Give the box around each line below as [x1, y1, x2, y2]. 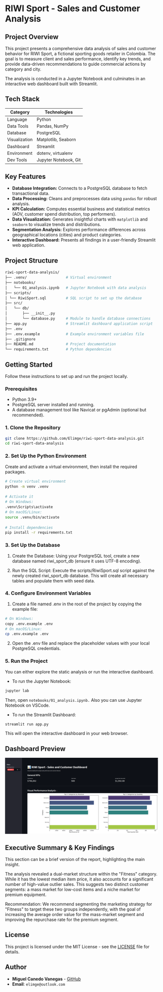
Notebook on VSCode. [5, 702, 50, 708]
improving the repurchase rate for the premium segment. [5, 917, 119, 923]
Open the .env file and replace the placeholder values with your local [12, 640, 150, 646]
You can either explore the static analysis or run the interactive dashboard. [5, 669, 154, 674]
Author [5, 963, 27, 972]
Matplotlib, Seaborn [36, 137, 76, 143]
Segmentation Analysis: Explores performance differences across [12, 227, 146, 233]
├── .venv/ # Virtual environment [5, 275, 112, 280]
